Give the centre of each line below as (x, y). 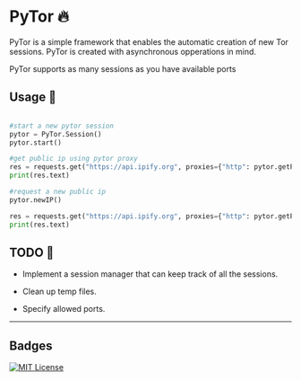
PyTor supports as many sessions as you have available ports (123, 68)
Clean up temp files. (59, 292)
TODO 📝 (32, 252)
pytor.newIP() (36, 199)
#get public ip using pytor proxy (74, 159)
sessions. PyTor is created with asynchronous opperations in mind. (133, 51)
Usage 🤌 (33, 97)
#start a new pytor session (62, 126)
